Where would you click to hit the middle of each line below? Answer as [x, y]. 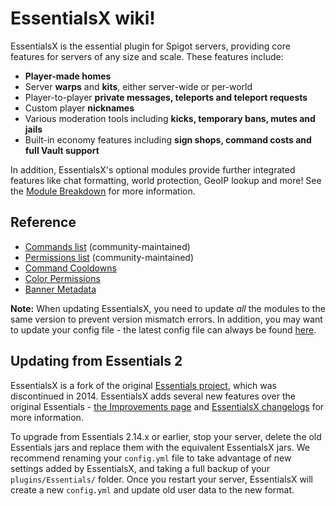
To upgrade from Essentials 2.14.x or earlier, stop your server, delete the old [166, 436]
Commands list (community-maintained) [107, 246]
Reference [43, 222]
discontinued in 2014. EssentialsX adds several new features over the [153, 396]
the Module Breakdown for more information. [103, 191]
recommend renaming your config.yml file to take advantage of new [151, 458]
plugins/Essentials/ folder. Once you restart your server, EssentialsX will [162, 479]
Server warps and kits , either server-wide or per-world [138, 86]
